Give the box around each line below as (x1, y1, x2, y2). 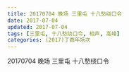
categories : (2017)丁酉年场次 (7, 37, 91, 44)
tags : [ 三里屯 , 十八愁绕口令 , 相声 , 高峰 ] (7, 30, 120, 37)
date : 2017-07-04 (7, 17, 59, 24)
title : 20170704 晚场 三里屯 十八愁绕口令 (7, 10, 122, 18)
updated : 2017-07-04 (7, 23, 68, 30)
